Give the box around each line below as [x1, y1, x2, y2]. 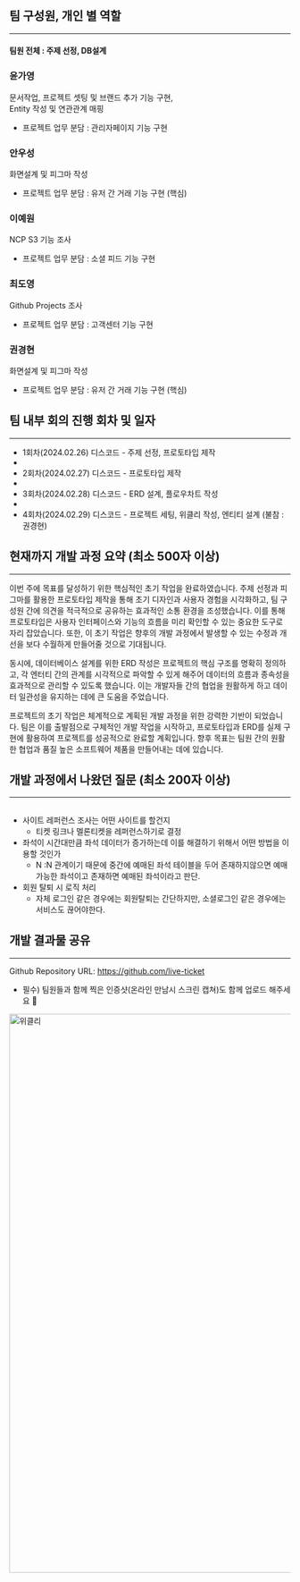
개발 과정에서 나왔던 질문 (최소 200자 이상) [9, 772, 231, 787]
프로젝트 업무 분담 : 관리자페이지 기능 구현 [21, 122, 168, 132]
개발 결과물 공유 [9, 933, 91, 948]
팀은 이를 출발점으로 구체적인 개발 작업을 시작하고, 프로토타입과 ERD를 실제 [21, 721, 282, 732]
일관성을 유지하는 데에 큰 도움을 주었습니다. [18, 691, 170, 702]
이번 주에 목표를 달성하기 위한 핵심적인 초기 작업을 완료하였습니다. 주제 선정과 [9, 582, 279, 593]
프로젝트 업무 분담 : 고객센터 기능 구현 [21, 318, 154, 329]
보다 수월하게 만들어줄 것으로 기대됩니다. [25, 639, 167, 649]
